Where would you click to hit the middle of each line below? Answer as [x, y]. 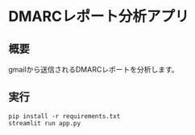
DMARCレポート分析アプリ [99, 16]
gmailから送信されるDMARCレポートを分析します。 [93, 70]
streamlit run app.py [45, 123]
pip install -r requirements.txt [64, 116]
